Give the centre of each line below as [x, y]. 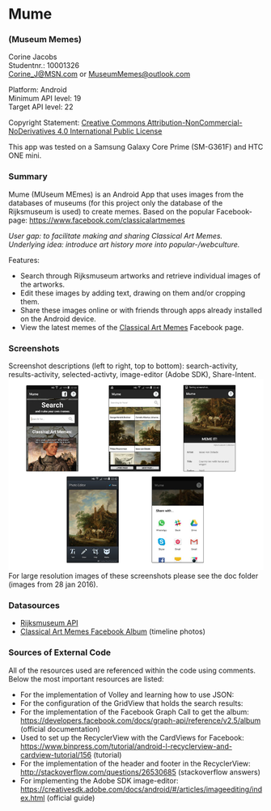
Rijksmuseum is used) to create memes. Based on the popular [112, 211]
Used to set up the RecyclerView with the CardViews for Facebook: [132, 737]
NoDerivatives [32, 131]
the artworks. [42, 284]
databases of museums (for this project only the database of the [116, 202]
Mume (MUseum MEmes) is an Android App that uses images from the [126, 194]
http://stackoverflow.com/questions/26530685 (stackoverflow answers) [140, 772]
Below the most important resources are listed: [86, 679]
